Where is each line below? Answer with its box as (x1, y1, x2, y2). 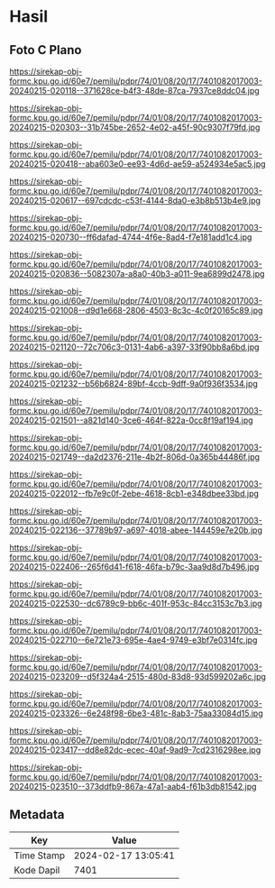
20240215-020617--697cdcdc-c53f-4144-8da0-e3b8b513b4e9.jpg (9, 196, 261, 206)
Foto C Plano (9, 42, 82, 58)
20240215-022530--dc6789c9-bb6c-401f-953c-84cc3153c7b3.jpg (9, 598, 263, 609)
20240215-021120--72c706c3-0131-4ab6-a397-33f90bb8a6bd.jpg (9, 342, 260, 352)
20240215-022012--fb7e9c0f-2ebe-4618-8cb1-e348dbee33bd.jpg (9, 489, 260, 499)
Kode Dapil (14, 864, 60, 876)
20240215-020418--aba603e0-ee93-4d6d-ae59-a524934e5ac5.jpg (9, 159, 266, 169)
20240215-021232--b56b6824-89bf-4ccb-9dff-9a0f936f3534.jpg (9, 379, 259, 389)
